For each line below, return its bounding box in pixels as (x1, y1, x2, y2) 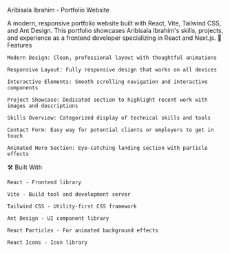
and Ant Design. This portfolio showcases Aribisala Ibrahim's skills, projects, (7, 27, 224, 34)
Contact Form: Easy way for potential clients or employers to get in (7, 126, 214, 133)
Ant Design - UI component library (7, 215, 109, 222)
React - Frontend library (7, 179, 81, 186)
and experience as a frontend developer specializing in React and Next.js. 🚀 (7, 34, 222, 42)
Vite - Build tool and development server (7, 191, 131, 198)
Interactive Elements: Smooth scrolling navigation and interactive (7, 78, 208, 85)
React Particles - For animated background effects (7, 227, 158, 234)
